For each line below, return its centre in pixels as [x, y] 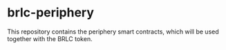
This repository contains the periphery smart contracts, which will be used [113, 32]
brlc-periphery [51, 13]
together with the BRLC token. [50, 38]
